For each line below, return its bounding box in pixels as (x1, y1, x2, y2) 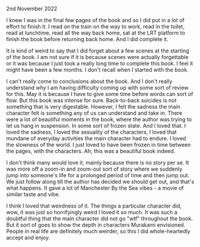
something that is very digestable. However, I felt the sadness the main (6, 103, 181, 110)
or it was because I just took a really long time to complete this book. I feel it (6, 60, 193, 67)
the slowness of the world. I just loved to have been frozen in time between (6, 141, 191, 148)
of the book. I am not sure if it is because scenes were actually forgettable (6, 54, 189, 60)
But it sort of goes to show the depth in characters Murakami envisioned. (6, 221, 186, 229)
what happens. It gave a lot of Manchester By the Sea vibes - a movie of (6, 184, 184, 192)
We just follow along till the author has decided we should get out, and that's (6, 178, 195, 185)
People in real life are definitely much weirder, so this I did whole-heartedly (6, 228, 190, 234)
